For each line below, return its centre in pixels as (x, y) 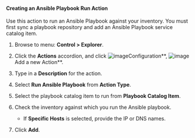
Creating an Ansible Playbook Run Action (57, 8)
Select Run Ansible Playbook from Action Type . (73, 85)
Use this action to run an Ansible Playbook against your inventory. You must (97, 21)
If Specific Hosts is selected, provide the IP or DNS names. (94, 119)
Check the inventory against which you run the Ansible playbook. (93, 107)
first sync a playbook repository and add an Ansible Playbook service (90, 27)
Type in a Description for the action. (58, 73)
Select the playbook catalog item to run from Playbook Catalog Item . (97, 96)
